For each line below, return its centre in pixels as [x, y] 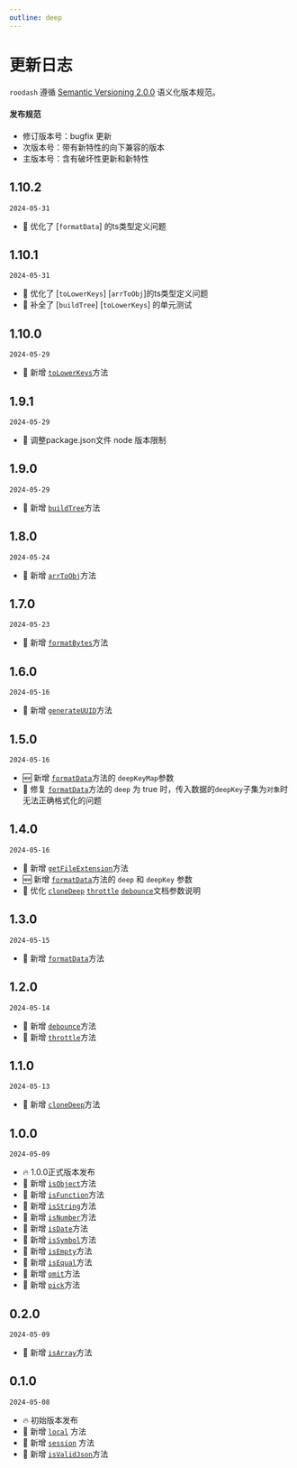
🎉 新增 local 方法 [54, 1431]
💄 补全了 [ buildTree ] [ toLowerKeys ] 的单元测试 [107, 305]
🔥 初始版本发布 [50, 1420]
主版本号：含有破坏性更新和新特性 [85, 158]
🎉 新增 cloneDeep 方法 [61, 1104]
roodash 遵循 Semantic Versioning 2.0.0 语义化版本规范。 [115, 92]
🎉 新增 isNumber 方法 [59, 1217]
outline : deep [36, 18]
